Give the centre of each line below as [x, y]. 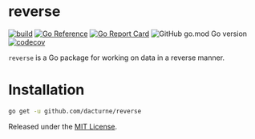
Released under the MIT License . [63, 126]
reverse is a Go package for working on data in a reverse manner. [117, 58]
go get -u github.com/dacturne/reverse [75, 111]
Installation [47, 90]
